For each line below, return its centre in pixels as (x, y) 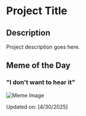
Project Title (37, 11)
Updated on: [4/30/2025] (37, 107)
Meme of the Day (38, 65)
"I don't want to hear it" (41, 82)
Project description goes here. (43, 47)
